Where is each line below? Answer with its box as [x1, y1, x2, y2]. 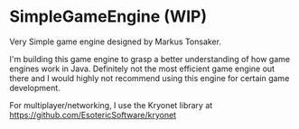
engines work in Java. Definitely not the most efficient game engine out [9, 63, 276, 74]
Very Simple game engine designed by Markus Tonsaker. [9, 36, 221, 47]
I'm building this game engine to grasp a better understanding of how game [9, 53, 291, 64]
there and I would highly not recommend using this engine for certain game [9, 72, 290, 83]
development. [9, 82, 61, 93]
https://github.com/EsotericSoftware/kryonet [9, 109, 177, 120]
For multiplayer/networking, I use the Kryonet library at [9, 99, 213, 110]
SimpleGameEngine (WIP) [9, 6, 208, 27]
